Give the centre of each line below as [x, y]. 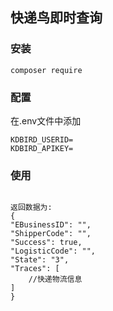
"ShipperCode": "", [51, 234]
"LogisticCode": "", [53, 251]
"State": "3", [40, 260]
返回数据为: [31, 208]
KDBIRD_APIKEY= [42, 148]
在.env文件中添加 [46, 120]
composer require [46, 70]
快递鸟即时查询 [56, 18]
